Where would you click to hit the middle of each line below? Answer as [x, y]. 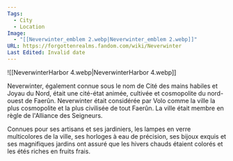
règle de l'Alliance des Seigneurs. [55, 115]
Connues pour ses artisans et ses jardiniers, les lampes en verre [99, 129]
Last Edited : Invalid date [46, 53]
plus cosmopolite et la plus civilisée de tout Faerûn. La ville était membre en [116, 108]
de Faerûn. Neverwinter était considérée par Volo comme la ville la [120, 100]
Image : [17, 33]
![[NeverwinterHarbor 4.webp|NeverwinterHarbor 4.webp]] [92, 72]
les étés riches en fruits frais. [49, 151]
